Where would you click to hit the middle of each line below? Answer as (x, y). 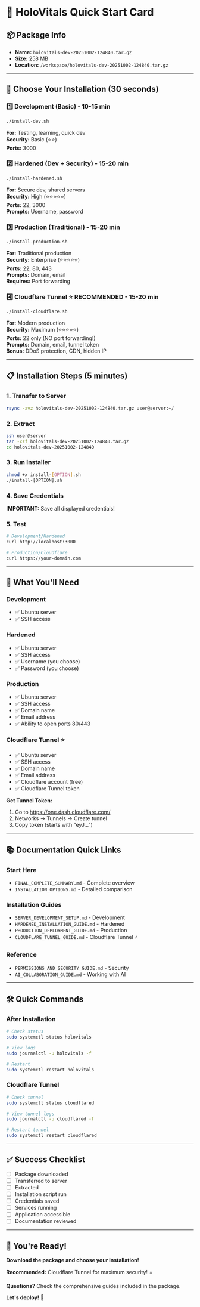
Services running (36, 1208)
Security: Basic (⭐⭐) (32, 139)
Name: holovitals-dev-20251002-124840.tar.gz (73, 52)
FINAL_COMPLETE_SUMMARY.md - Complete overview (75, 883)
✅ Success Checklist (46, 1160)
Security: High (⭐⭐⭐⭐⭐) (36, 196)
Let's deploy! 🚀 (25, 1297)
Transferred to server (41, 1181)
